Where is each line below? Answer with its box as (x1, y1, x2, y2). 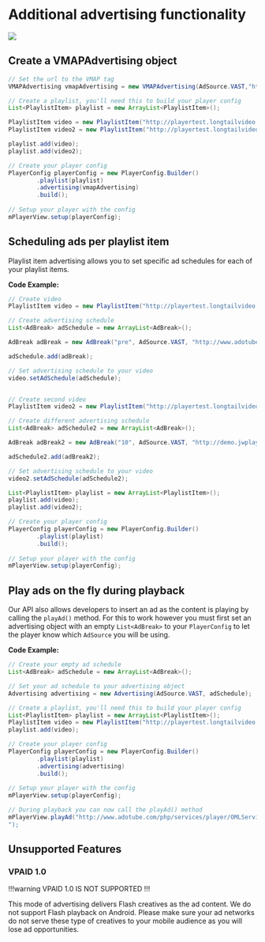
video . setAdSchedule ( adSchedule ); (8, 374, 122, 382)
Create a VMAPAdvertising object (8, 54, 177, 68)
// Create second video (8, 395, 87, 403)
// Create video (8, 295, 62, 303)
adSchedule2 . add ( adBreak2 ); (8, 452, 101, 460)
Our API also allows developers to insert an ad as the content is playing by (8, 605, 249, 615)
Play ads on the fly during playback (8, 584, 185, 597)
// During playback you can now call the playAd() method (8, 806, 203, 814)
